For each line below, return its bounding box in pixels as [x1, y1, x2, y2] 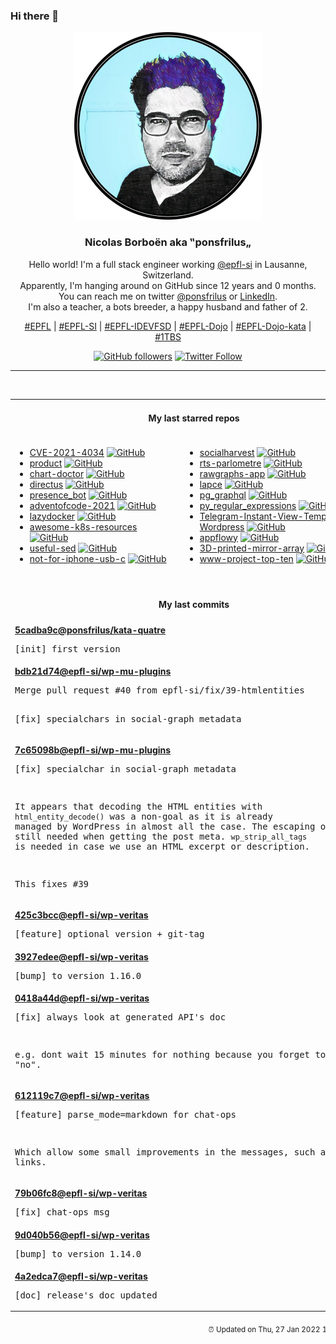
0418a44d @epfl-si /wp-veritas [14, 992, 150, 1004]
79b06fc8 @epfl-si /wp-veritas [14, 1187, 148, 1199]
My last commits [158, 598, 230, 610]
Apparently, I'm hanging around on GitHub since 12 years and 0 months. [19, 279, 317, 291]
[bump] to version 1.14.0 [14, 1248, 142, 1259]
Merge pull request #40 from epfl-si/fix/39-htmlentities [14, 684, 305, 696]
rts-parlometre [199, 457, 262, 469]
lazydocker [29, 510, 76, 522]
